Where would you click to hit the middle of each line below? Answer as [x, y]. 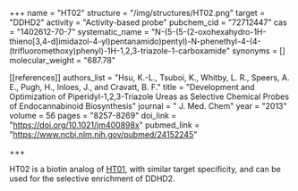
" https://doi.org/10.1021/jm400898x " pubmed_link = [105, 125]
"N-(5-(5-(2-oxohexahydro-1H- [209, 32]
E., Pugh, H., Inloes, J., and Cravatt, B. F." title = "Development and [132, 87]
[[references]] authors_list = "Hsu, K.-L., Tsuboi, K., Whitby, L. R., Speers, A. [149, 78]
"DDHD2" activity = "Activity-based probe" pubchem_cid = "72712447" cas [149, 22]
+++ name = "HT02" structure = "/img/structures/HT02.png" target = [137, 13]
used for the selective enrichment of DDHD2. [92, 179]
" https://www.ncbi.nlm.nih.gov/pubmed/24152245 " [103, 134]
